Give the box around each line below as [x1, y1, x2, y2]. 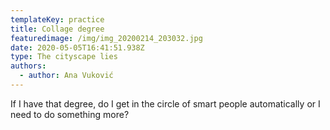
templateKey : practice [10, 14, 105, 25]
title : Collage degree [10, 24, 105, 34]
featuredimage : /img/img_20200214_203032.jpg [10, 33, 203, 43]
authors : [10, 61, 47, 71]
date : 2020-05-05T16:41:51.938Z [10, 42, 145, 53]
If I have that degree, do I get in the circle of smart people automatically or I [10, 97, 321, 110]
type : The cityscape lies [10, 52, 118, 62]
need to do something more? [10, 108, 130, 120]
